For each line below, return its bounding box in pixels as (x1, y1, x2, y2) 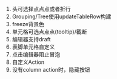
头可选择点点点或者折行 (12, 5, 71, 12)
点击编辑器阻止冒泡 (12, 51, 61, 58)
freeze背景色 (12, 21, 44, 27)
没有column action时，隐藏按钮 (12, 66, 90, 73)
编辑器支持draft (12, 36, 51, 43)
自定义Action (12, 58, 45, 66)
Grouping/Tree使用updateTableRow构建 (12, 13, 112, 20)
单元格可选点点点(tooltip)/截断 (12, 28, 87, 35)
